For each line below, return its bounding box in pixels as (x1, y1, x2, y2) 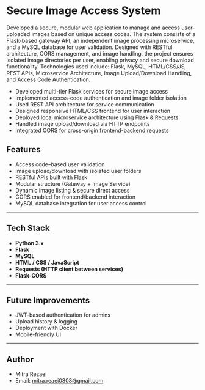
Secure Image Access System (6, 4, 161, 18)
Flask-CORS (15, 271, 47, 279)
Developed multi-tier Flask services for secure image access (15, 87, 168, 95)
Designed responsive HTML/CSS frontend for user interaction (15, 107, 171, 114)
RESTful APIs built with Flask (15, 174, 88, 181)
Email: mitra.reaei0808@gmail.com (15, 377, 104, 384)
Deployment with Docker (15, 325, 78, 332)
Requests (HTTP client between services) (15, 265, 124, 273)
